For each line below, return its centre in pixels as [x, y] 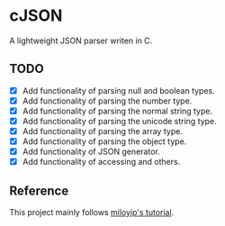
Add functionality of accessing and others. [101, 162]
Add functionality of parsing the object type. [104, 141]
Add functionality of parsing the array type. [102, 131]
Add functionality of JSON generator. [91, 152]
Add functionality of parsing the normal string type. [117, 111]
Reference [39, 190]
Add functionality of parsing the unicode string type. [120, 121]
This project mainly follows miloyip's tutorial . [92, 212]
